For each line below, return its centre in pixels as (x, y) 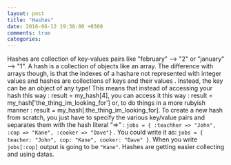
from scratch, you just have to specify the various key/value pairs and (106, 117)
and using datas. (31, 154)
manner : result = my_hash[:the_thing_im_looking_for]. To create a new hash (115, 110)
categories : (24, 39)
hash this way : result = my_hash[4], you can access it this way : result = (110, 96)
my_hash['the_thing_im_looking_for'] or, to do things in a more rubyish (106, 103)
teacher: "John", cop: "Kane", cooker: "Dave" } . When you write (102, 139)
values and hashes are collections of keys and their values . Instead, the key (115, 81)
